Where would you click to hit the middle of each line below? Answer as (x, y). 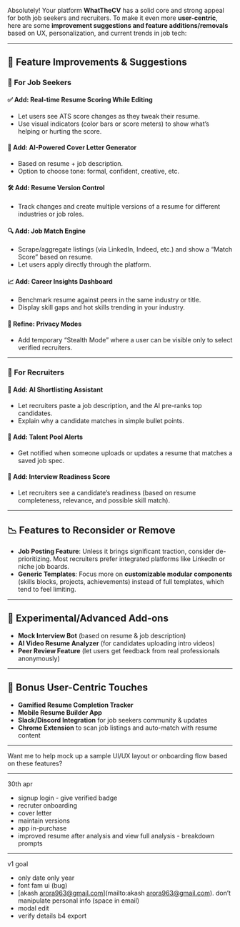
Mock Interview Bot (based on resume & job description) (102, 635)
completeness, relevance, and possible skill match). (94, 500)
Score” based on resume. (55, 257)
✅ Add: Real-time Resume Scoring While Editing (80, 99)
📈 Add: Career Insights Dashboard (60, 281)
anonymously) (39, 658)
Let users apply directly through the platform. (84, 264)
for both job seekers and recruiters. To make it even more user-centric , (112, 18)
